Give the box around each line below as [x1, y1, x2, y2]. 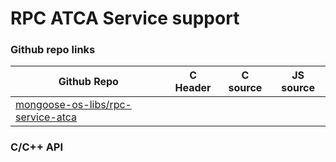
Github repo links [10, 43, 96, 57]
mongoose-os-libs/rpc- [15, 98, 132, 112]
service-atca [15, 110, 78, 124]
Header [174, 81, 212, 95]
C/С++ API [10, 140, 64, 154]
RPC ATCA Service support [10, 7, 240, 30]
